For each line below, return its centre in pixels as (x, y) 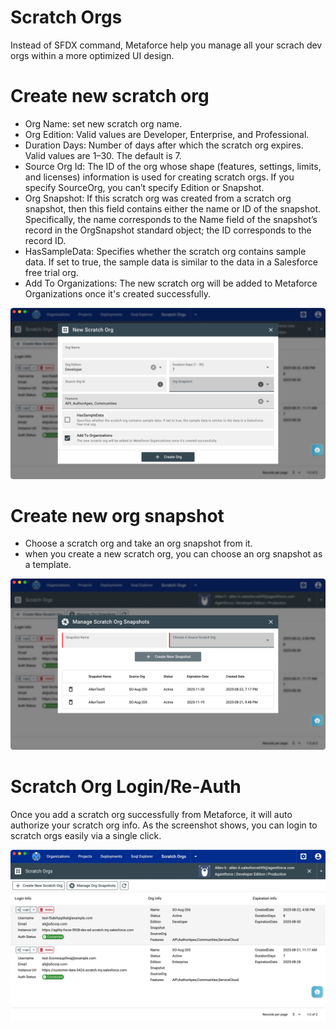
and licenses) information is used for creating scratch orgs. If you (159, 177)
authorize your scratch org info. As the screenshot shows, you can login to (164, 825)
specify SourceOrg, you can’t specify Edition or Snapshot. (144, 187)
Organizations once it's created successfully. (117, 293)
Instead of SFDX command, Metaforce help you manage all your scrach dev (166, 45)
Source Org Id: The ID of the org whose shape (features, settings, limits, (173, 166)
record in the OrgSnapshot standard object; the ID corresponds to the (168, 230)
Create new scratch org (110, 96)
